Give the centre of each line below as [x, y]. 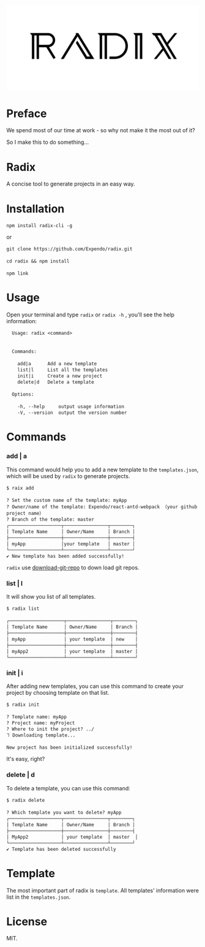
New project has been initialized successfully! [69, 748]
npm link [17, 274]
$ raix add [20, 488]
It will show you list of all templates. [51, 596]
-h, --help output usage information [71, 407]
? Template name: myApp [37, 717]
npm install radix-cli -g [39, 226]
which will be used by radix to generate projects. [68, 476]
